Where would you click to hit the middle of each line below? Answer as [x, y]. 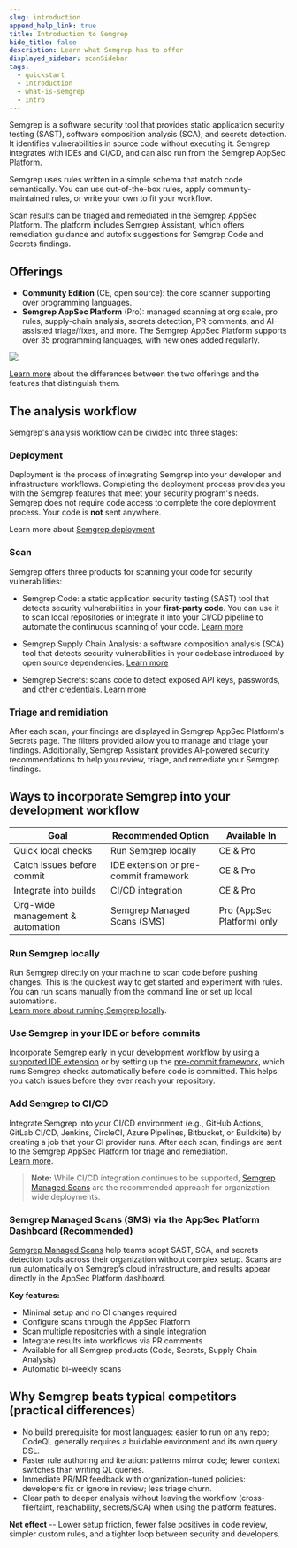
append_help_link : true [53, 26]
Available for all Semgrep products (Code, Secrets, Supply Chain [140, 1350]
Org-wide [34, 904]
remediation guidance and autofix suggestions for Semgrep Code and [136, 235]
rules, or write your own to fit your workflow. [133, 198]
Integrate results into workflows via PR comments [112, 1340]
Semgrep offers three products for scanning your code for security [131, 571]
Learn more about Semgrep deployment [82, 530]
